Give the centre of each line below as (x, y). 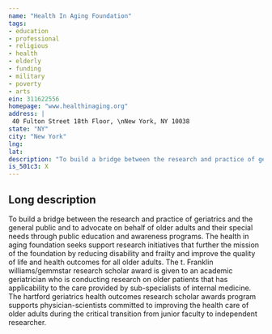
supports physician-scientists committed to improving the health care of (129, 305)
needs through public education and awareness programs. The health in (129, 236)
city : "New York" (38, 136)
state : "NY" (28, 129)
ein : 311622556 (34, 99)
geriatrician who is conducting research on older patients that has (118, 279)
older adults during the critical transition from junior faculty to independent (133, 314)
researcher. (28, 322)
